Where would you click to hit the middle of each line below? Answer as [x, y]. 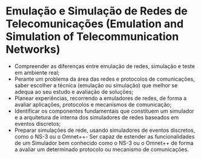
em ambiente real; [37, 72]
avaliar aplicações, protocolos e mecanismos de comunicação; [93, 104]
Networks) [33, 50]
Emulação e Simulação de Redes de [97, 11]
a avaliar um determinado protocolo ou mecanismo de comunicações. [101, 149]
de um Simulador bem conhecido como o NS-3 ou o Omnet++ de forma [104, 143]
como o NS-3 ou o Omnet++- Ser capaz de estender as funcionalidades [104, 136]
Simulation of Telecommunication [92, 37]
